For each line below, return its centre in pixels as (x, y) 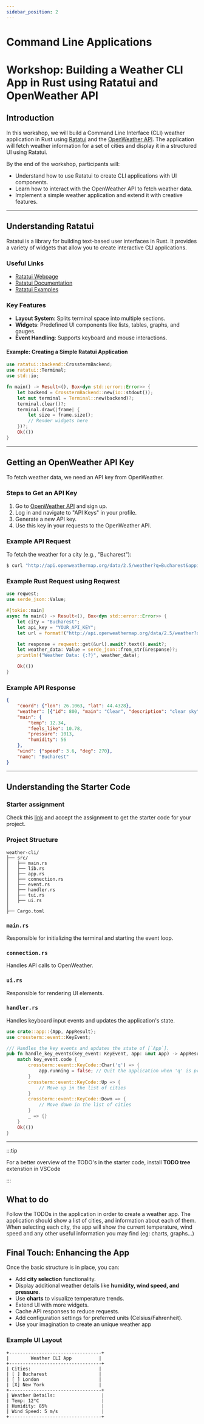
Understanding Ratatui (50, 227)
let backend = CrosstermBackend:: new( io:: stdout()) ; (85, 392)
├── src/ (17, 858)
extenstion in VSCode (33, 1169)
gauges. (25, 332)
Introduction (30, 118)
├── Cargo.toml (25, 911)
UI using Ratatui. (27, 152)
